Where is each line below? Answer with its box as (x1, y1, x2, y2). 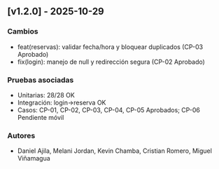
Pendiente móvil (17, 113, 64, 121)
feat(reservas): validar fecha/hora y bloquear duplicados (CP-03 (17, 42, 204, 51)
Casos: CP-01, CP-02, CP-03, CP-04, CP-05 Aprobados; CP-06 (17, 105, 201, 114)
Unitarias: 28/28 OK (17, 90, 75, 99)
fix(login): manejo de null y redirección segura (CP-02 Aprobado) (17, 58, 205, 66)
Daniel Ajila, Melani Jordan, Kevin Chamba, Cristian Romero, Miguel (17, 147, 212, 155)
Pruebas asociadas (7, 75, 74, 85)
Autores (7, 130, 36, 140)
